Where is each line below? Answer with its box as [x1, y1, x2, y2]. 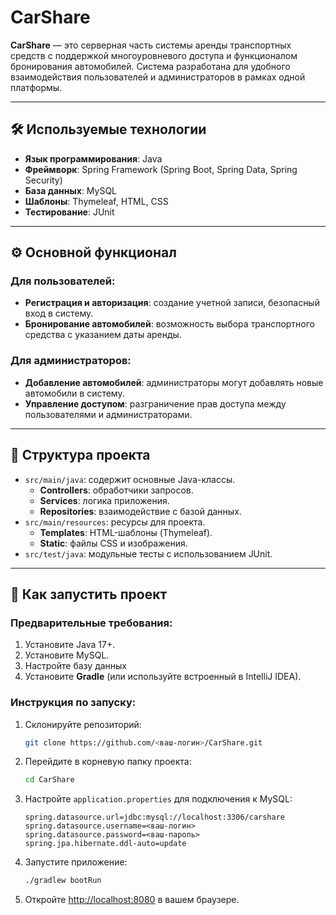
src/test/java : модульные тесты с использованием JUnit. [24, 547, 273, 560]
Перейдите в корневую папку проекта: [24, 756, 192, 768]
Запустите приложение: [24, 856, 128, 868]
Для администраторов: [10, 354, 132, 368]
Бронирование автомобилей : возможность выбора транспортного [24, 318, 316, 330]
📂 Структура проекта [10, 447, 151, 464]
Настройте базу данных [24, 660, 127, 672]
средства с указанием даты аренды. [24, 329, 182, 341]
